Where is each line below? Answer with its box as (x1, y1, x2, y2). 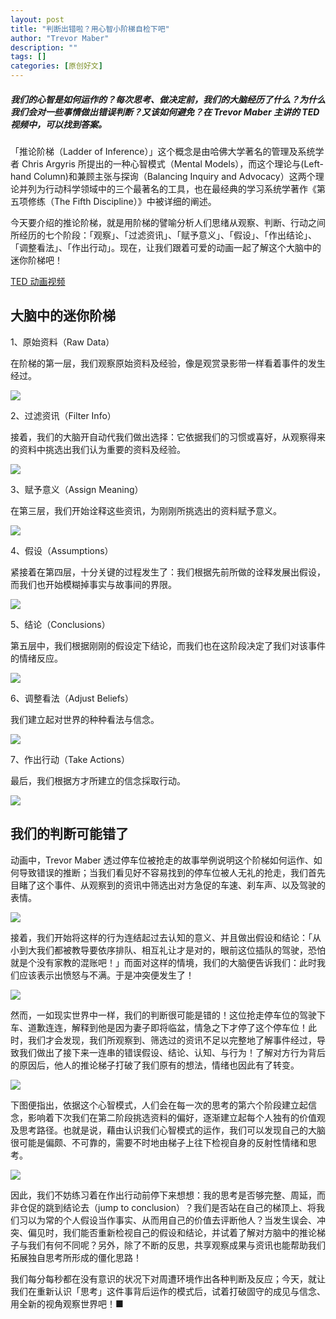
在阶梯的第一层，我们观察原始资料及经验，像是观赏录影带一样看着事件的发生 (10, 357, 326, 369)
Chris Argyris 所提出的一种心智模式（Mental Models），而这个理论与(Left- (21, 157, 324, 170)
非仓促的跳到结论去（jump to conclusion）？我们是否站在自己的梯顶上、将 (10, 1201, 317, 1213)
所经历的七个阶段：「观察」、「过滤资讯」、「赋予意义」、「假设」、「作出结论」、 (10, 229, 317, 241)
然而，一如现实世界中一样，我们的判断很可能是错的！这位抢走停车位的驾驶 (10, 1009, 317, 1021)
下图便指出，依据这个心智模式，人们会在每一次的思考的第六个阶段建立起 (10, 1099, 308, 1111)
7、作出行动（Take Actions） (10, 753, 130, 765)
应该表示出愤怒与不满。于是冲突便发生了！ (18, 969, 195, 981)
